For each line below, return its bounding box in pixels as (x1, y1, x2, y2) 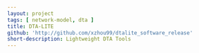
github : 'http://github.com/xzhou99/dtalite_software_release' (7, 29, 193, 36)
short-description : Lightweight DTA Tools (7, 36, 131, 43)
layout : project (7, 10, 54, 17)
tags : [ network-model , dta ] (7, 17, 95, 23)
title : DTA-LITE (7, 23, 54, 30)
